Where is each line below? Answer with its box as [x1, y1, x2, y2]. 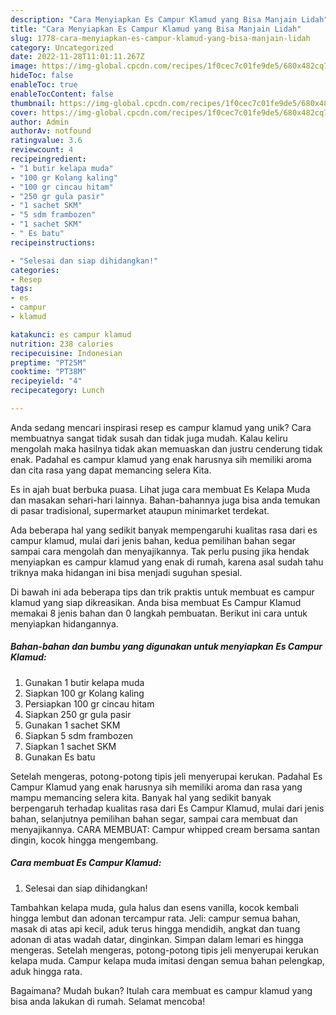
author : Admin [10, 117, 70, 127]
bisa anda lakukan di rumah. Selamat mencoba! [10, 995, 206, 1007]
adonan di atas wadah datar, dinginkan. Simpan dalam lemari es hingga [10, 933, 304, 945]
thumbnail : [10, 98, 56, 108]
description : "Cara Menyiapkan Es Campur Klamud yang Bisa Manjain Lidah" [10, 14, 329, 25]
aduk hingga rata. [10, 965, 83, 977]
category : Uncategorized [10, 42, 114, 53]
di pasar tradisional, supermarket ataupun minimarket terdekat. [10, 504, 270, 516]
